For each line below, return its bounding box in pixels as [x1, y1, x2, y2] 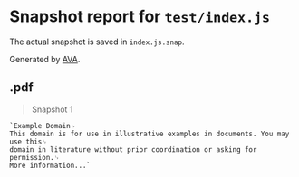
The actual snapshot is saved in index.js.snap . [9, 36, 185, 47]
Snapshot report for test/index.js [9, 6, 270, 27]
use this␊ [9, 137, 48, 146]
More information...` [9, 161, 92, 170]
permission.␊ [9, 153, 61, 162]
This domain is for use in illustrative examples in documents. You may [9, 129, 290, 138]
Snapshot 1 [31, 104, 73, 115]
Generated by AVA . [9, 53, 81, 64]
